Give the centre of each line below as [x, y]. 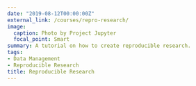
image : [17, 26]
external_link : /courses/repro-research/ [68, 20]
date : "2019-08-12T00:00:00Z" [51, 14]
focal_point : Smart [42, 40]
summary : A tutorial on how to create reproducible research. [99, 46]
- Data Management [34, 59]
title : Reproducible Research [51, 71]
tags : [15, 53]
